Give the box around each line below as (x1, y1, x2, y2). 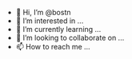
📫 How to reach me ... (15, 42, 90, 51)
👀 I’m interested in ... (15, 16, 84, 26)
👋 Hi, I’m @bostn (15, 8, 71, 17)
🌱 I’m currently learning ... (15, 25, 102, 33)
